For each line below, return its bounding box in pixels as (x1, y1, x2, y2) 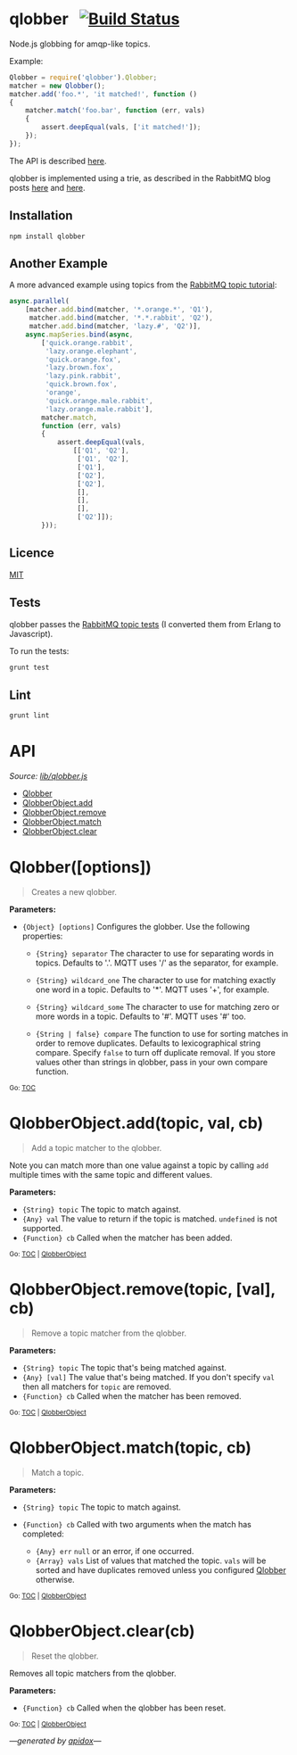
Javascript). (9, 628, 54, 639)
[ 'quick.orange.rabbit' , (41, 338, 134, 347)
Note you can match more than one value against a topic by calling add (9, 1160, 269, 1171)
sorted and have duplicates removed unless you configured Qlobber (35, 1564, 287, 1575)
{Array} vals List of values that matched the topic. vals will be (35, 1555, 267, 1566)
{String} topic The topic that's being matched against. (21, 1362, 227, 1373)
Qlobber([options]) (9, 857, 152, 878)
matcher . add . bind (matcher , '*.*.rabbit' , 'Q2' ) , (29, 313, 214, 323)
